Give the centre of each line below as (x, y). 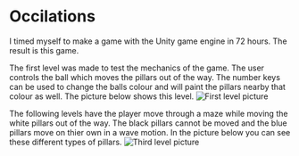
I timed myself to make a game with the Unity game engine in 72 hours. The (148, 41)
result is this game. (44, 50)
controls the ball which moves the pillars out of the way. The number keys (145, 77)
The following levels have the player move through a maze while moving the (149, 113)
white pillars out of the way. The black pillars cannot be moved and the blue (148, 123)
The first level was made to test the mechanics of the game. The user (137, 68)
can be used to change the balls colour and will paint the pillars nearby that (147, 86)
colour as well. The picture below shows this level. (102, 96)
